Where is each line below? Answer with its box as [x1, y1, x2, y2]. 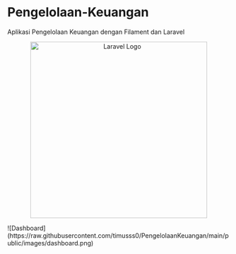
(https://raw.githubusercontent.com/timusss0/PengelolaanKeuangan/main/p [7, 231, 229, 240]
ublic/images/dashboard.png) [7, 238, 94, 247]
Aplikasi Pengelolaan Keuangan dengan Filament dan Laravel [7, 28, 185, 36]
